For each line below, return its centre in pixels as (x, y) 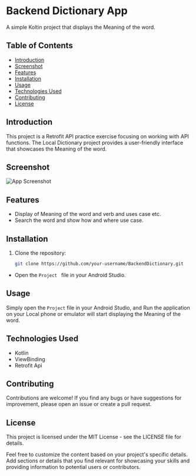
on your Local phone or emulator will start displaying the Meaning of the (94, 314)
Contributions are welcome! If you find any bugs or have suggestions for (94, 398)
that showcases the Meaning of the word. (57, 149)
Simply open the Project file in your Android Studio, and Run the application (98, 308)
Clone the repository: (40, 253)
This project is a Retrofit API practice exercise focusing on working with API (98, 136)
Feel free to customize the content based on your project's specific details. (97, 455)
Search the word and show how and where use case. (79, 220)
